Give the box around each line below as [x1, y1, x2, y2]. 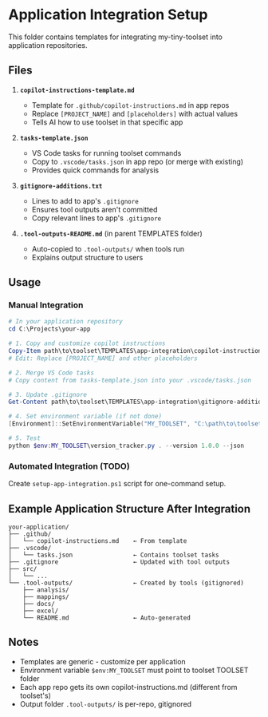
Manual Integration [8, 299, 84, 311]
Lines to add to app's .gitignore [31, 196, 140, 205]
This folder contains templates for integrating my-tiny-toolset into [8, 32, 223, 42]
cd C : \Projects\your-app [8, 325, 91, 333]
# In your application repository [8, 318, 124, 326]
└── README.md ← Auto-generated [22, 613, 191, 622]
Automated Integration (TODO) [8, 461, 130, 472]
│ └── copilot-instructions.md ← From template [8, 537, 187, 545]
